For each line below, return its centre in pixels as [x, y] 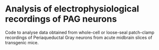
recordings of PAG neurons [61, 19]
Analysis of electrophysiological [72, 9]
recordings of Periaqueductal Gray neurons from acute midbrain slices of [79, 37]
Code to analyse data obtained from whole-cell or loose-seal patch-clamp [80, 32]
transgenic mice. [22, 42]
